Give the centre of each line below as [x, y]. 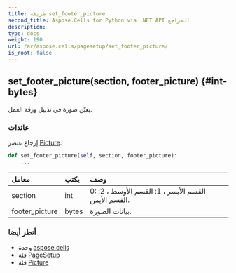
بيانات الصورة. [111, 211]
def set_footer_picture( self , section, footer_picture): [93, 155]
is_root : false [30, 53]
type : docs [24, 33]
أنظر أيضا [22, 232]
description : [27, 27]
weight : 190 [25, 40]
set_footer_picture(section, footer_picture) [103, 81]
